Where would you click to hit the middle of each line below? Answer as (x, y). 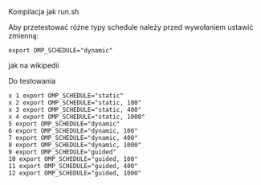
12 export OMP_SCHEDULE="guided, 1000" (75, 173)
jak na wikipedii (34, 65)
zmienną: (23, 36)
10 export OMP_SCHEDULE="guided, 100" (73, 159)
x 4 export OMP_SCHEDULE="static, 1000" (77, 117)
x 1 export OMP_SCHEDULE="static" (66, 96)
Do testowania (32, 81)
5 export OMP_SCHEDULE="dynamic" (64, 124)
